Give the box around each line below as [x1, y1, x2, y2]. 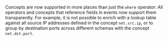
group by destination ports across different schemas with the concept [5, 25, 149, 31]
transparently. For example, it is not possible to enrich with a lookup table [5, 15, 156, 20]
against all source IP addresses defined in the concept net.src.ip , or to [5, 20, 153, 26]
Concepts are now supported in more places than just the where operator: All [5, 4, 163, 10]
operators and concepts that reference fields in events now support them [5, 9, 157, 15]
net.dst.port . [5, 31, 34, 36]
